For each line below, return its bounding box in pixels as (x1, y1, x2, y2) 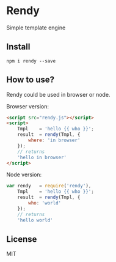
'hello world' (17, 217, 53, 223)
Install (6, 42, 31, 52)
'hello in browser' (17, 154, 67, 160)
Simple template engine (6, 24, 66, 31)
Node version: (6, 171, 42, 178)
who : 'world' (28, 200, 62, 206)
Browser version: (6, 102, 49, 110)
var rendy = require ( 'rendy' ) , (6, 183, 92, 189)
